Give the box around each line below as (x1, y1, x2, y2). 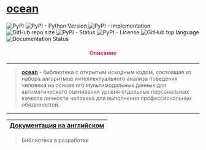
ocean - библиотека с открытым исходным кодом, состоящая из (21, 69, 192, 76)
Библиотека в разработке (21, 137, 89, 144)
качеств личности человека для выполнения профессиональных (21, 94, 192, 102)
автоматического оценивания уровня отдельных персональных (21, 88, 189, 96)
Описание (89, 49, 117, 56)
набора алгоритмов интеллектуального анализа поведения (21, 75, 178, 83)
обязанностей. (21, 101, 60, 108)
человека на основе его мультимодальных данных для (21, 81, 167, 89)
